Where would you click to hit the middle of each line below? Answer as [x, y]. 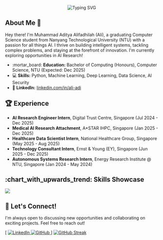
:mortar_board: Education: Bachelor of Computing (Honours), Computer [84, 65]
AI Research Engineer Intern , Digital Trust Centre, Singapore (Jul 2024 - [85, 118]
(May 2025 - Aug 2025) [36, 144]
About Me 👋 [23, 23]
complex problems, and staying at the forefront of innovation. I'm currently [80, 50]
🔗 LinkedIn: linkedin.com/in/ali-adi [46, 88]
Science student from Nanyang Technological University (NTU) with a [75, 40]
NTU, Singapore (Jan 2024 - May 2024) [52, 164]
